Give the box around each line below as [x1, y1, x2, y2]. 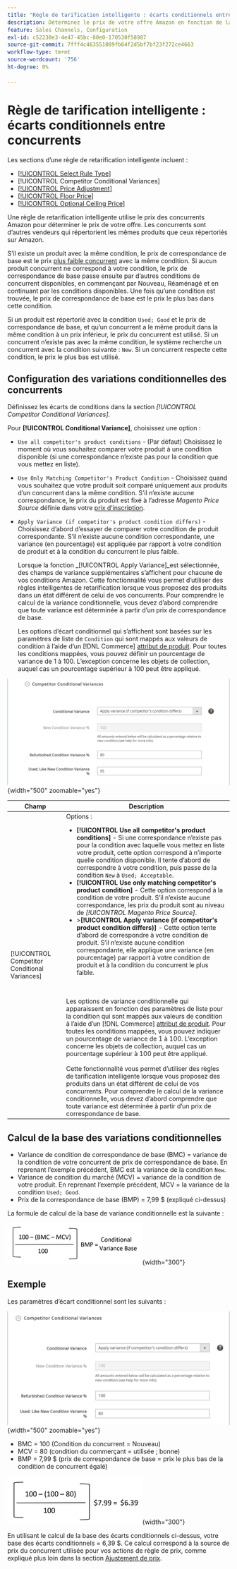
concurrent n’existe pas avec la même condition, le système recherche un [7, 337, 222, 346]
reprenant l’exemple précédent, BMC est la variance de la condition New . [17, 1165, 226, 1174]
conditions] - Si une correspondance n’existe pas [76, 833, 222, 842]
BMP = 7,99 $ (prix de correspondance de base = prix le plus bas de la [17, 1454, 224, 1463]
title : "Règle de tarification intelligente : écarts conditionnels [7, 11, 213, 18]
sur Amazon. [7, 235, 44, 243]
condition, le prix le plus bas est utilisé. [7, 353, 121, 361]
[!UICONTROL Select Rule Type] [17, 169, 111, 178]
